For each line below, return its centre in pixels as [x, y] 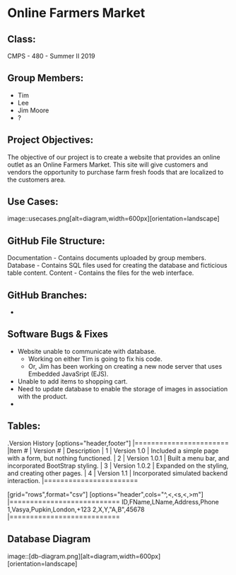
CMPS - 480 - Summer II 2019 [51, 56]
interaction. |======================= [73, 480]
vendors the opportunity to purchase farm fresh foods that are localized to [116, 172]
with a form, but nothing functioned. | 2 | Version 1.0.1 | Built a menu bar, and [118, 458]
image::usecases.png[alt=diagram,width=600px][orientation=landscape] [114, 219]
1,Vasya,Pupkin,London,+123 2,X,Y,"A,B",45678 [76, 509]
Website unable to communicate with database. [87, 351]
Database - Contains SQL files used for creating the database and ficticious [117, 266]
